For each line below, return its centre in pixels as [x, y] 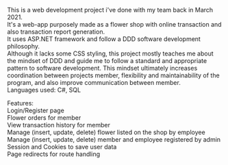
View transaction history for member [59, 125]
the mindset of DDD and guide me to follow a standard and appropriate [107, 61]
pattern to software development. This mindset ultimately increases [102, 68]
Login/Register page [36, 110]
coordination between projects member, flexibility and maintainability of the [114, 75]
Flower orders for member [44, 118]
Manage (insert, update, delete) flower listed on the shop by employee [106, 132]
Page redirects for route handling [54, 154]
